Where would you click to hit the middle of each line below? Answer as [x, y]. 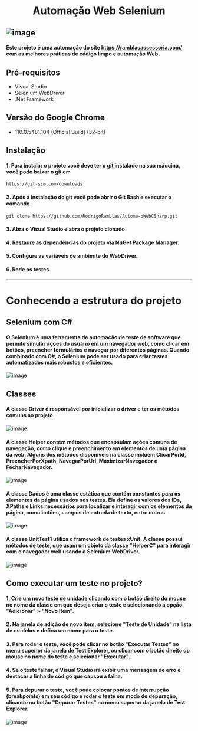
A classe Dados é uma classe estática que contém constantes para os [93, 493]
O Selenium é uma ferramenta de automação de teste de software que [93, 337]
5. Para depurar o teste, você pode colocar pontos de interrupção [88, 690]
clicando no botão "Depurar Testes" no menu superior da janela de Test [96, 702]
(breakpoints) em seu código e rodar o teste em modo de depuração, [92, 696]
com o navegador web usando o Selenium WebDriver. [73, 551]
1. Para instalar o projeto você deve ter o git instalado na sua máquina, [93, 165]
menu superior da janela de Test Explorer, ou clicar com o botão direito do [98, 650]
